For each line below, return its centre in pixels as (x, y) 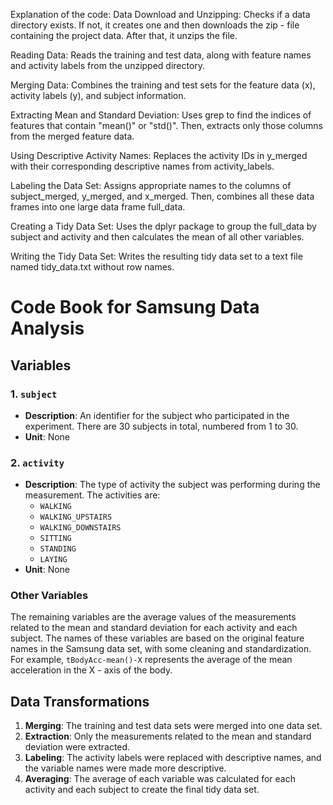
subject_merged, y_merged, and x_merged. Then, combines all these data (162, 196)
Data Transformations (80, 701)
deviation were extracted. (77, 747)
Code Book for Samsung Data (135, 307)
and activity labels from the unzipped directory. (108, 65)
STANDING (58, 549)
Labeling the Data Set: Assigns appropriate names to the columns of (151, 185)
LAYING (53, 560)
